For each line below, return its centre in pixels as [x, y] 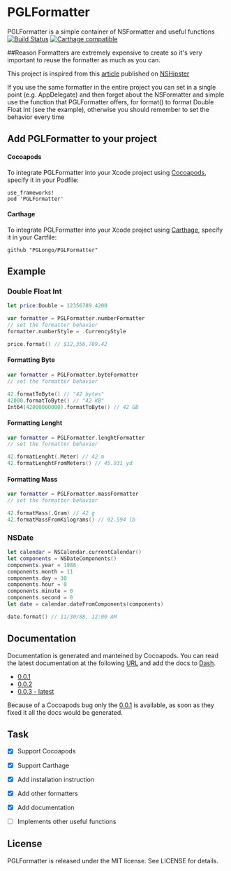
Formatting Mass [32, 479]
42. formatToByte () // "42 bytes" [56, 394]
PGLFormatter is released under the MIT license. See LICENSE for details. [113, 860]
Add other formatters [47, 793]
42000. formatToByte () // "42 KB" [56, 400]
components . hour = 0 [37, 585]
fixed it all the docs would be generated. [65, 712]
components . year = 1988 [42, 565]
